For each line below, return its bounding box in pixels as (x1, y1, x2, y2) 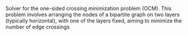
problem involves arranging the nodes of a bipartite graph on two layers (5, 11, 180, 18)
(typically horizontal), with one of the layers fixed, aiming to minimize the (5, 17, 182, 24)
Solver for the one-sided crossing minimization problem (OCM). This (5, 5, 172, 12)
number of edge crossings (5, 23, 70, 30)
